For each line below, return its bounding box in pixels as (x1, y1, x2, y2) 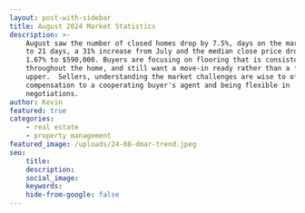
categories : (9, 114, 54, 123)
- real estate (25, 123, 79, 132)
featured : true (9, 106, 67, 115)
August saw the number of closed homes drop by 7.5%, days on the (25, 38, 282, 48)
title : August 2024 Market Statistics (9, 22, 156, 31)
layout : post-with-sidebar (9, 13, 112, 23)
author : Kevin (9, 97, 64, 107)
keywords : (25, 182, 64, 191)
